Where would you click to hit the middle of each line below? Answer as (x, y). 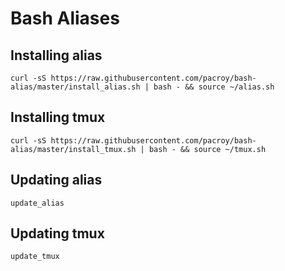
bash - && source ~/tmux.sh (207, 149)
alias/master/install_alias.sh (75, 87)
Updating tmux (57, 233)
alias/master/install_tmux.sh (73, 149)
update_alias (37, 203)
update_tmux (35, 257)
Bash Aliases (65, 18)
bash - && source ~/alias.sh (214, 87)
